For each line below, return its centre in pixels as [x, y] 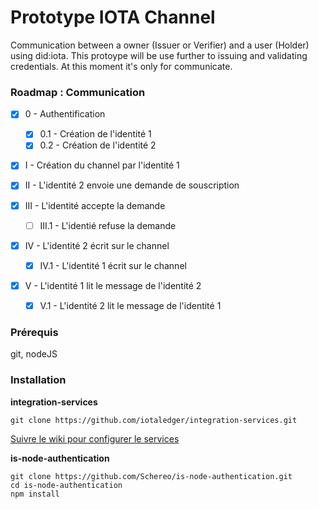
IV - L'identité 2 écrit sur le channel [97, 245]
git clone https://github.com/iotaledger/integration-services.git [154, 420]
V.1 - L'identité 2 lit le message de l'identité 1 [130, 305]
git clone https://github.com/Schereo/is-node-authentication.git [151, 476]
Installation [38, 380]
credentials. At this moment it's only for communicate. [121, 66]
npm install [35, 494]
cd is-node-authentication [66, 485]
